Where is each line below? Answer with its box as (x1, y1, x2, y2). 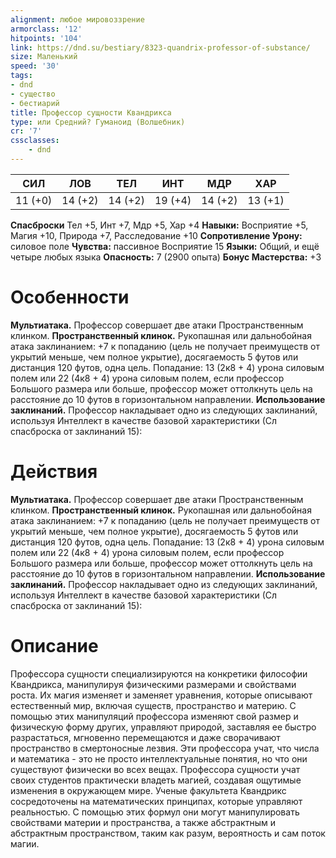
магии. (10, 837, 40, 850)
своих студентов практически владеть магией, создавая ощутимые (10, 774, 302, 786)
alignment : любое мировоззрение (10, 14, 145, 25)
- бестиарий (10, 98, 60, 108)
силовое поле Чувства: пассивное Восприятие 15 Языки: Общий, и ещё (10, 240, 320, 252)
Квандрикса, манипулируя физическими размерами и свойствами (10, 678, 297, 690)
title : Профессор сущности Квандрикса (10, 107, 172, 118)
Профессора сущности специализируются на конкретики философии (10, 667, 308, 680)
